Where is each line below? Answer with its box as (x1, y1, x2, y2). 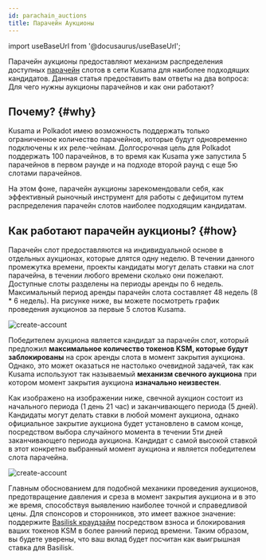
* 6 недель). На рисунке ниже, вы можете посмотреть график (8, 296, 220, 306)
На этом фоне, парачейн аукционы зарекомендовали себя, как (8, 184, 225, 194)
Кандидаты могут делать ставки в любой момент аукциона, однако (8, 410, 240, 420)
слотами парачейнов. (8, 168, 82, 178)
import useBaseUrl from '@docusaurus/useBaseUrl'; (8, 41, 181, 50)
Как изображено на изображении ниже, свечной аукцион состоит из (8, 393, 244, 403)
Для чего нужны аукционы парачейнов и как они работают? (8, 81, 214, 92)
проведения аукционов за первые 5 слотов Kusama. (8, 305, 186, 314)
